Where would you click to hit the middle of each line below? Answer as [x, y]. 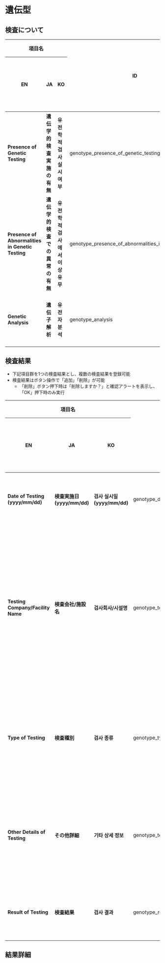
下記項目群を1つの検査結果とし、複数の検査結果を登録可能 [71, 374]
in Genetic [20, 247]
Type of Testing [26, 738]
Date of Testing [26, 496]
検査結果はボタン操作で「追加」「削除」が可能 [58, 380]
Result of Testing [28, 912]
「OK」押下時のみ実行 [42, 392]
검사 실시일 [106, 496]
